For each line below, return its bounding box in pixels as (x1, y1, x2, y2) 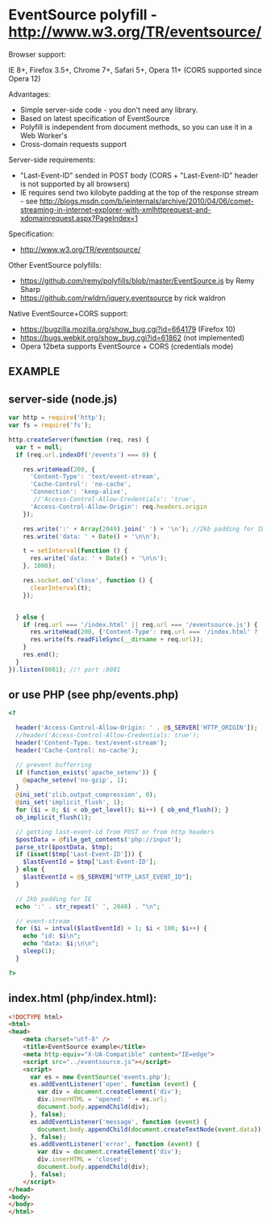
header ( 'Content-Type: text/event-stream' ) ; (15, 739, 168, 747)
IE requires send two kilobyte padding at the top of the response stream (19, 187, 260, 197)
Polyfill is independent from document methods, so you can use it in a (19, 122, 252, 131)
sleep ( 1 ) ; (23, 947, 56, 955)
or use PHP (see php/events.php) (8, 688, 179, 702)
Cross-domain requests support (19, 139, 127, 148)
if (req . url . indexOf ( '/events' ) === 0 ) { (15, 450, 157, 459)
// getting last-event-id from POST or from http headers (15, 828, 215, 836)
